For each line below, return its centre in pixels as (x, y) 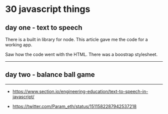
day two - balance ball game (50, 75)
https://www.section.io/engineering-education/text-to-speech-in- (80, 91)
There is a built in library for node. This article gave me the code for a (77, 39)
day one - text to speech (44, 28)
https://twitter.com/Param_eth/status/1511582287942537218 (74, 106)
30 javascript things (48, 9)
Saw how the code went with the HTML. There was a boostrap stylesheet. (81, 54)
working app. (19, 45)
